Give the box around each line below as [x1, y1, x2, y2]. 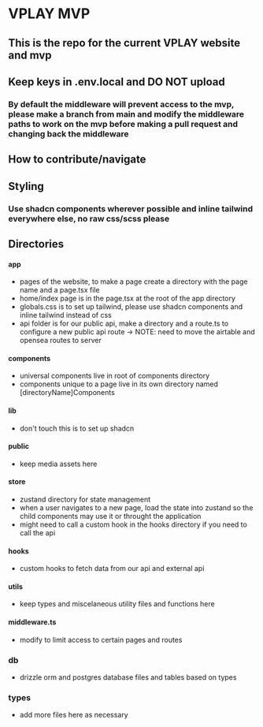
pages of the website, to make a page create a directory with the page [19, 277, 248, 286]
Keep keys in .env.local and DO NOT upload [8, 75, 226, 88]
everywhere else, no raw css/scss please [8, 213, 170, 224]
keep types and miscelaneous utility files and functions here [19, 599, 215, 609]
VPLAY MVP [8, 5, 91, 23]
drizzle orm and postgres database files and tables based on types [19, 672, 237, 682]
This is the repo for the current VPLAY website [8, 36, 241, 50]
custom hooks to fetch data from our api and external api [19, 564, 205, 573]
